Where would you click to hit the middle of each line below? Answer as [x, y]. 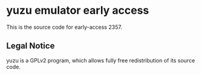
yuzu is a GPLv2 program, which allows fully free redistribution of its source [101, 60]
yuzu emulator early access [78, 10]
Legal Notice [31, 46]
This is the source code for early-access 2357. [64, 27]
